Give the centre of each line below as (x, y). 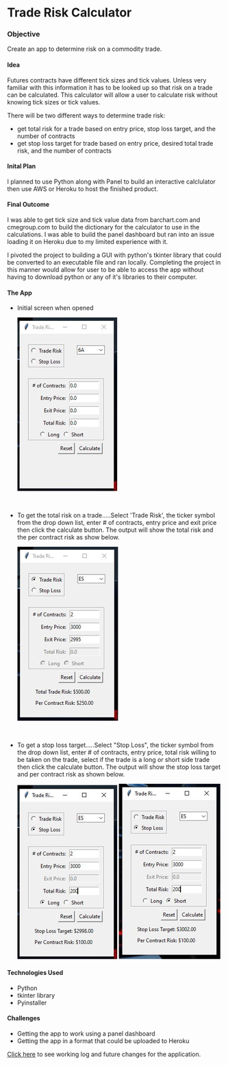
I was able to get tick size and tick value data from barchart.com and (104, 220)
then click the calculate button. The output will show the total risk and (115, 530)
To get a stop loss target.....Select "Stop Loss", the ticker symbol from (115, 745)
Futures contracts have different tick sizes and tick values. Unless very (107, 80)
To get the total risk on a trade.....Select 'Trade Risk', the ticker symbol (116, 515)
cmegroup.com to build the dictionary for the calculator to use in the (103, 227)
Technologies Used (35, 972)
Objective (24, 34)
